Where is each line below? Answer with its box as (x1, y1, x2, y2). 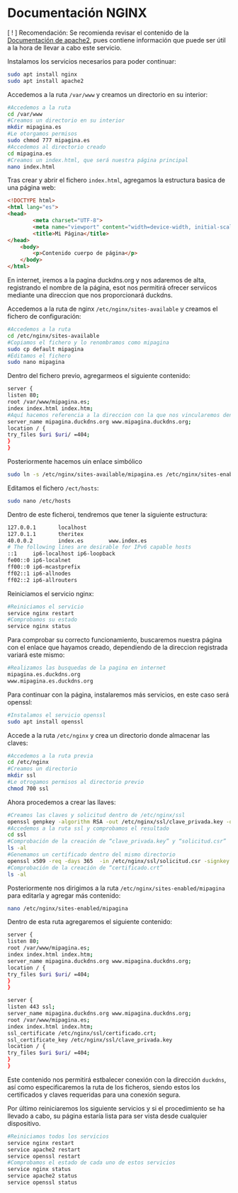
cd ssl (7, 831, 27, 838)
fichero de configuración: (7, 312, 81, 321)
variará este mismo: (7, 651, 65, 659)
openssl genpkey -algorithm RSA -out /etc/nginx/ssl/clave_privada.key (7, 818, 223, 826)
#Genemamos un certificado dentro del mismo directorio (7, 851, 176, 858)
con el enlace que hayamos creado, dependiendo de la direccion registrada (7, 643, 228, 652)
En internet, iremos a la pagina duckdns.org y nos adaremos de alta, (7, 276, 206, 285)
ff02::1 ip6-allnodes (7, 570, 72, 577)
